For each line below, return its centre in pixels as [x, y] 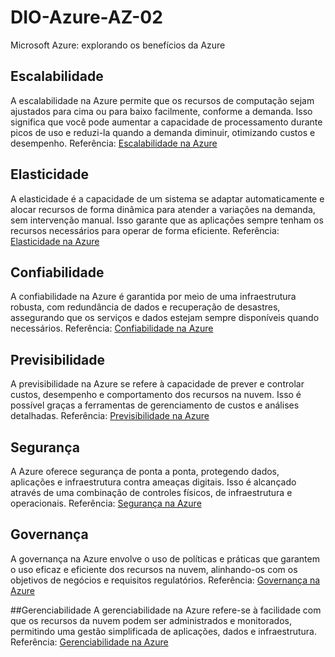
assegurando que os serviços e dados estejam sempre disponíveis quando [165, 318]
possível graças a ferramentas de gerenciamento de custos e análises [155, 405]
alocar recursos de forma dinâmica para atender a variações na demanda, [163, 209]
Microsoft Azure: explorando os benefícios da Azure [118, 45]
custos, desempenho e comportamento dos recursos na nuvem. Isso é [156, 395]
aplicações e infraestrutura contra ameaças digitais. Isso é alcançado [153, 482]
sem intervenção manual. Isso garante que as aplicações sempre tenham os [167, 220]
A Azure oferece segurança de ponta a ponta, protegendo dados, [145, 471]
